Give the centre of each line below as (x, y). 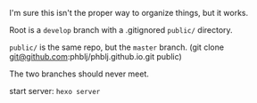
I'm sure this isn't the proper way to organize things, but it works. (129, 13)
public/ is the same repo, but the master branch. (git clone (117, 47)
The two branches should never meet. (79, 74)
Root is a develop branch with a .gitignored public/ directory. (121, 30)
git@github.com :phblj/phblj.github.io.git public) (96, 56)
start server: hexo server (55, 91)
